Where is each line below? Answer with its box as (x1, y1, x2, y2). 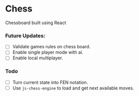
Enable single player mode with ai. (12, 49, 84, 55)
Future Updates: (5, 32, 46, 39)
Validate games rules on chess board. (12, 44, 91, 50)
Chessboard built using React (5, 20, 66, 26)
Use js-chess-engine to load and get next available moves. (12, 85, 134, 91)
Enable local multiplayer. (12, 55, 63, 61)
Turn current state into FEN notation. (12, 79, 88, 85)
